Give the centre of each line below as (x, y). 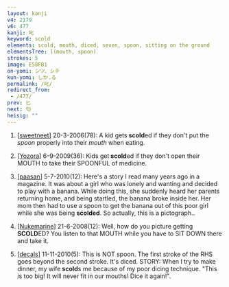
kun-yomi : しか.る (32, 77)
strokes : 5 (23, 58)
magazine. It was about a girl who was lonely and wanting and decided (117, 183)
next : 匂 (19, 109)
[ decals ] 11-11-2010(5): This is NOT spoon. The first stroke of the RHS (115, 254)
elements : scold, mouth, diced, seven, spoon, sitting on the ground (109, 45)
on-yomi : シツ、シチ (34, 71)
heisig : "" (23, 115)
